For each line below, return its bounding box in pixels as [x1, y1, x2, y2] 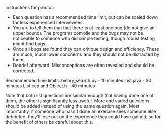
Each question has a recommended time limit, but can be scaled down [12, 14, 158, 20]
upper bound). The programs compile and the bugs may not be [12, 30, 143, 36]
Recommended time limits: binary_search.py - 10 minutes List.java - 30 [5, 78, 152, 83]
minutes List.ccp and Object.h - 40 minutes [5, 83, 95, 89]
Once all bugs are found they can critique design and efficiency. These [12, 46, 160, 52]
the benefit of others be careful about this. [5, 119, 93, 125]
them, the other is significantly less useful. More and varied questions [5, 98, 150, 104]
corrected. [12, 68, 35, 74]
